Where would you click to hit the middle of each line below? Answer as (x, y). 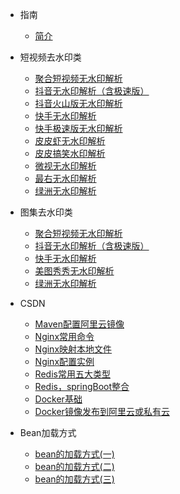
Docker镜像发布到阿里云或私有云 (102, 411)
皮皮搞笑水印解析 (70, 153)
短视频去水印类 (50, 57)
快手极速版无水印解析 (78, 128)
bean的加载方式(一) (74, 454)
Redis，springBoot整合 (82, 386)
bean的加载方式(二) (74, 466)
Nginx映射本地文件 (73, 349)
